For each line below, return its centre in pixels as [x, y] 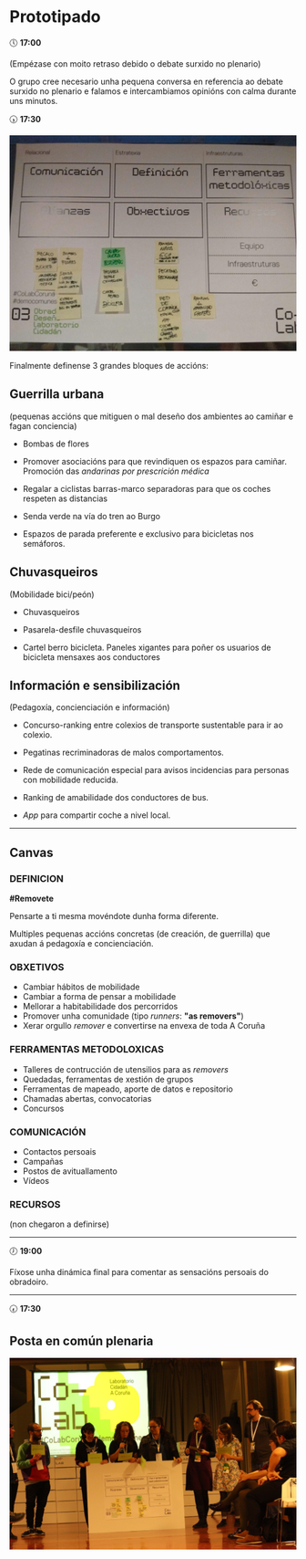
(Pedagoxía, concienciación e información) [90, 707]
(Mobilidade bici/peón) [52, 594]
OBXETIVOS [37, 967]
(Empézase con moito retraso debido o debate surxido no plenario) [135, 63]
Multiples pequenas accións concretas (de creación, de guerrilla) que [140, 934]
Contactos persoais [59, 1151]
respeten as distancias [65, 498]
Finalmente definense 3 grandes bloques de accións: [109, 365]
